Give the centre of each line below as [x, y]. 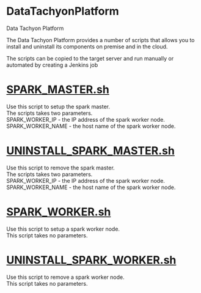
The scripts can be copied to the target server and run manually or [90, 58]
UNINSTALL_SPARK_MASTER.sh [91, 151]
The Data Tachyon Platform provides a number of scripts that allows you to [100, 40]
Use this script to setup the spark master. [58, 106]
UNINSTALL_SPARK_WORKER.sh [91, 260]
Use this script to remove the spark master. [60, 168]
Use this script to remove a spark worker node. [65, 277]
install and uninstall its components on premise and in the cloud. [87, 46]
